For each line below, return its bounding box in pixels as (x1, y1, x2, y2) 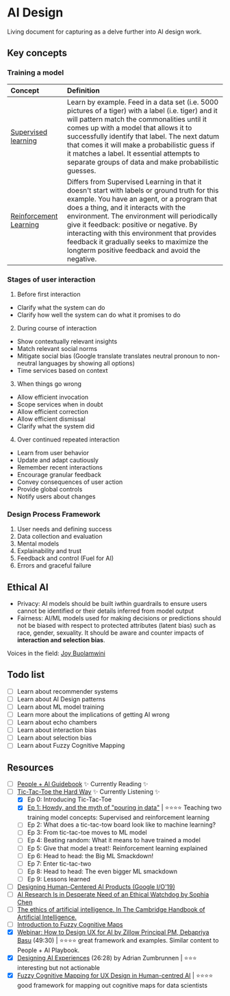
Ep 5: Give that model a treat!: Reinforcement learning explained (27, 844, 207, 852)
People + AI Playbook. (16, 946, 80, 954)
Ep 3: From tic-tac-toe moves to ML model (27, 828, 147, 837)
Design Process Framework (7, 509, 101, 519)
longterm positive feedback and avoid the (66, 245, 201, 255)
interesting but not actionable (16, 964, 101, 972)
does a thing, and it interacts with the (66, 202, 186, 212)
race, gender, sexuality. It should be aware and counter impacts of (16, 629, 204, 637)
